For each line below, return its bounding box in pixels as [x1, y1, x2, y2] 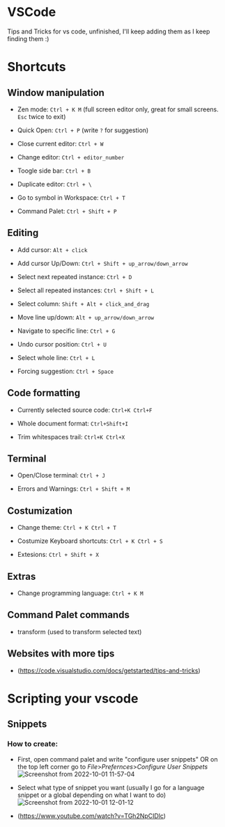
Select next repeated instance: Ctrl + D [17, 272, 132, 281]
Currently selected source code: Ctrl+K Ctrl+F [17, 405, 153, 414]
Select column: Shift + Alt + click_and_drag [17, 299, 150, 308]
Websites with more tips [7, 648, 115, 660]
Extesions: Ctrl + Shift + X [17, 551, 100, 559]
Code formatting [7, 387, 81, 399]
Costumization [7, 505, 73, 517]
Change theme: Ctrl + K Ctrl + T [17, 523, 117, 532]
